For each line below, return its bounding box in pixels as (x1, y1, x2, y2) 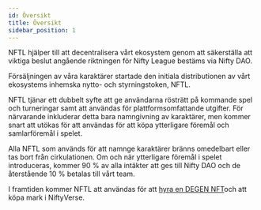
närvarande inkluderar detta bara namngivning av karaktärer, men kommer (8, 112, 252, 122)
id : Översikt (8, 11, 51, 20)
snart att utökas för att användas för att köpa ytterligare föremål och (8, 120, 229, 130)
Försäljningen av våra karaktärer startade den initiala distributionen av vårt (8, 72, 251, 81)
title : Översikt (8, 19, 62, 27)
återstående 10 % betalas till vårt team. (8, 169, 135, 178)
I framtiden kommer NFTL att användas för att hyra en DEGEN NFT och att (8, 185, 248, 194)
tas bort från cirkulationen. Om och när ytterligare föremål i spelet (8, 152, 222, 162)
